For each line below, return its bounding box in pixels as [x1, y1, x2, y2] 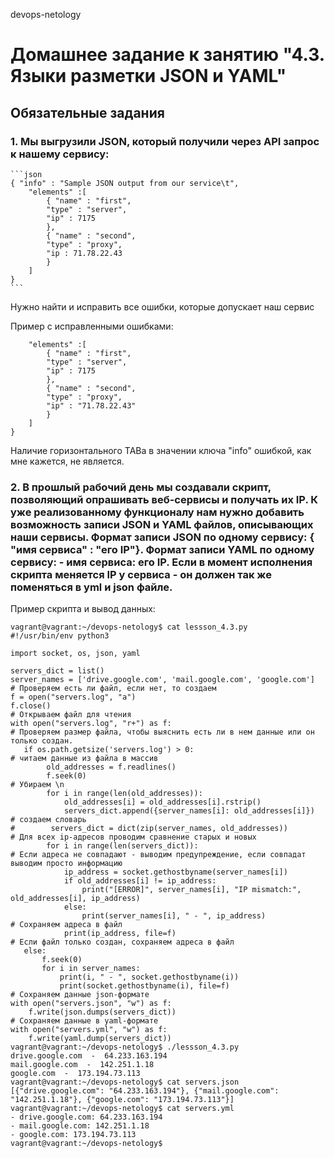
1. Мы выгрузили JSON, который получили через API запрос [10, 134, 320, 148]
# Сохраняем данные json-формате [10, 990, 150, 1000]
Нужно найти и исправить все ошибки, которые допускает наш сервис [10, 300, 315, 313]
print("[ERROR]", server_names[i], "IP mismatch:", [81, 885, 302, 895]
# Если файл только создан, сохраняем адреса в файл [10, 937, 235, 948]
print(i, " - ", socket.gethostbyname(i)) [59, 972, 240, 983]
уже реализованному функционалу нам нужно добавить [10, 505, 305, 519]
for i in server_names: [41, 964, 141, 974]
